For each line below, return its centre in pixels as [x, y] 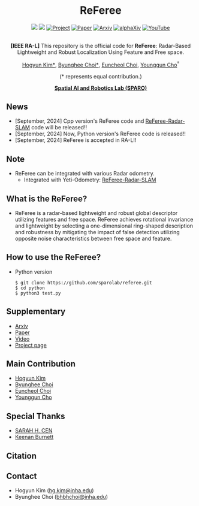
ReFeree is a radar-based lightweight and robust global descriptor [96, 213]
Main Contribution [41, 364]
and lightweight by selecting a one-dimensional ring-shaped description [104, 226]
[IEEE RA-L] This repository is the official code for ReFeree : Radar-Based [101, 46]
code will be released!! [59, 128]
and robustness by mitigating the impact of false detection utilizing [97, 232]
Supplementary [36, 312]
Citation [22, 456]
